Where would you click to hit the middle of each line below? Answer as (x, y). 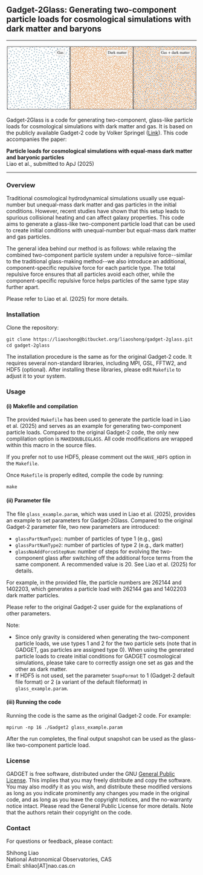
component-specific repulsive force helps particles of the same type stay (98, 280)
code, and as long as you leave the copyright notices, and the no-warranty (99, 800)
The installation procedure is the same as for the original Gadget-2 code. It (99, 357)
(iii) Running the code (34, 702)
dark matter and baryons (54, 29)
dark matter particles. (33, 595)
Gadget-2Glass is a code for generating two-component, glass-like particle (100, 120)
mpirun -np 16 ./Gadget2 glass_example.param (64, 727)
